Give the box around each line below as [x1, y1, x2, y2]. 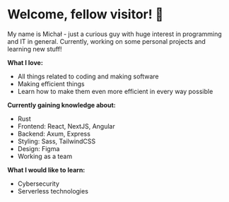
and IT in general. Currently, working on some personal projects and [7, 37, 206, 45]
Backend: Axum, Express [17, 129, 90, 138]
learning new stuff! [7, 44, 62, 53]
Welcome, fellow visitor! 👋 [7, 6, 164, 23]
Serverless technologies [17, 186, 88, 195]
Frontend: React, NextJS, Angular [17, 121, 115, 130]
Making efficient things [17, 79, 85, 88]
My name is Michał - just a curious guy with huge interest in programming [7, 30, 223, 38]
